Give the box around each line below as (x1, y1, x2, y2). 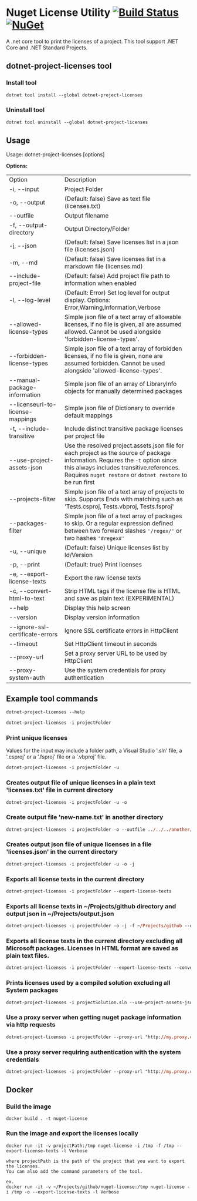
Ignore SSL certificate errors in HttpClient (64, 626, 179, 635)
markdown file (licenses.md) (64, 262, 143, 270)
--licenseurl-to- (9, 400, 57, 408)
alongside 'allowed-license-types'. (64, 367, 162, 375)
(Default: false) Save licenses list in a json (64, 238, 179, 246)
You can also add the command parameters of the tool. (6, 1168, 143, 1175)
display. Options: (64, 296, 111, 304)
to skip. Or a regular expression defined (64, 519, 174, 528)
